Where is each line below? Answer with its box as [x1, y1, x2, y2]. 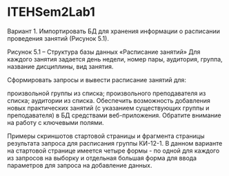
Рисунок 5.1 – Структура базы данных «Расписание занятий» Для [7, 48, 201, 56]
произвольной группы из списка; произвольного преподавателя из [7, 89, 206, 97]
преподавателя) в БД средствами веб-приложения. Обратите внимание [7, 111, 222, 119]
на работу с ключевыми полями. [7, 118, 105, 126]
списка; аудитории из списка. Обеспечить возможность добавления [7, 96, 210, 104]
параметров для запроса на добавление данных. [7, 161, 153, 169]
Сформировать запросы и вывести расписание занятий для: [7, 75, 186, 84]
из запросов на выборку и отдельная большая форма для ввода [7, 153, 197, 162]
